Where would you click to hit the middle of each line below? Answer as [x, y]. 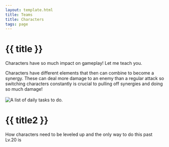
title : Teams [19, 15]
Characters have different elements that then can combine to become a [80, 73]
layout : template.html [29, 10]
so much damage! [24, 89]
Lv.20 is [13, 140]
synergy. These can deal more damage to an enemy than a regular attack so [85, 79]
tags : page [17, 24]
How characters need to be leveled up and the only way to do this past [79, 134]
